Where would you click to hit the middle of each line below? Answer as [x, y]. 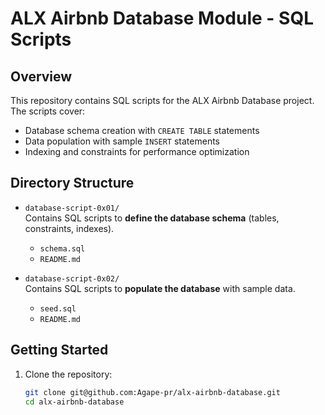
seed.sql [58, 308]
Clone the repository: [68, 374]
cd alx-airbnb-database [74, 402]
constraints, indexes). [69, 228]
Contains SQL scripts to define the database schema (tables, [152, 218]
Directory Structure [72, 183]
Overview [41, 76]
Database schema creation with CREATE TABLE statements [142, 130]
